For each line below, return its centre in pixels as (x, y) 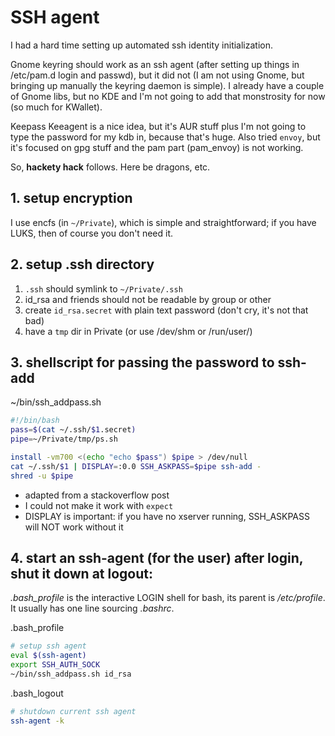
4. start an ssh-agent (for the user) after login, (157, 558)
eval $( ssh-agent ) (48, 656)
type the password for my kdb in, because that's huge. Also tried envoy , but (165, 137)
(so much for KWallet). (56, 107)
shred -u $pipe (42, 476)
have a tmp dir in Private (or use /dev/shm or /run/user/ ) (138, 331)
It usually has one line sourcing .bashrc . (92, 608)
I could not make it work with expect (99, 505)
